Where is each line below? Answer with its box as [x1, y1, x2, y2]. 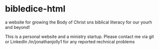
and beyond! [5, 24, 30, 30]
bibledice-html [5, 3, 66, 14]
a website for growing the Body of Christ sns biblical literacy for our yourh [5, 19, 152, 25]
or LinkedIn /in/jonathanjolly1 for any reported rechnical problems [5, 38, 135, 44]
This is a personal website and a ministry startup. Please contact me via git [5, 34, 154, 39]
